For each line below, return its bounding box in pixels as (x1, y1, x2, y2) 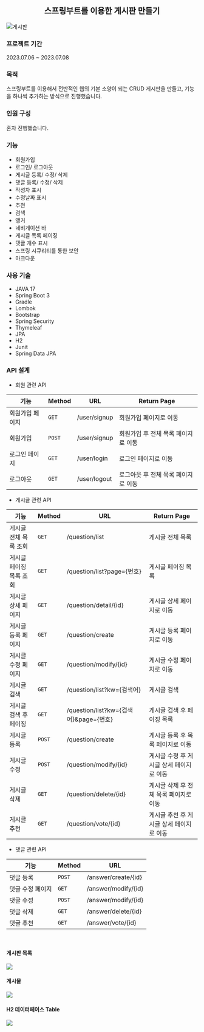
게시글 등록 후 (149, 731, 186, 739)
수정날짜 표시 (15, 194, 47, 201)
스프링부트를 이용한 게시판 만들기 (44, 5, 160, 16)
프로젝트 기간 (6, 39, 42, 48)
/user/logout (76, 474, 112, 483)
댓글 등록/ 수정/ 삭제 (15, 178, 63, 186)
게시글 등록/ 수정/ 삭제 (15, 171, 68, 178)
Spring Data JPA (15, 350, 56, 357)
